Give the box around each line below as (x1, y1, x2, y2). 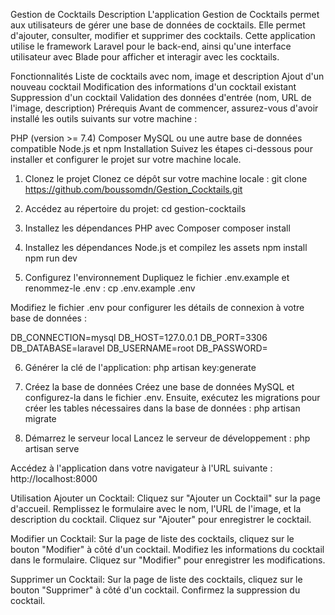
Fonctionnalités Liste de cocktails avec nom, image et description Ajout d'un (10, 70, 325, 82)
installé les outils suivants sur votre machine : (10, 113, 198, 124)
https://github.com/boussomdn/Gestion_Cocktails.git (24, 184, 243, 195)
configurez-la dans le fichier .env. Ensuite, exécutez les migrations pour (24, 392, 321, 403)
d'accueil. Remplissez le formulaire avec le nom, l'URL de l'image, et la (10, 503, 302, 514)
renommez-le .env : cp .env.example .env (24, 282, 196, 294)
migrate (24, 413, 57, 424)
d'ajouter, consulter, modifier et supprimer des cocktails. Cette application (10, 30, 316, 41)
